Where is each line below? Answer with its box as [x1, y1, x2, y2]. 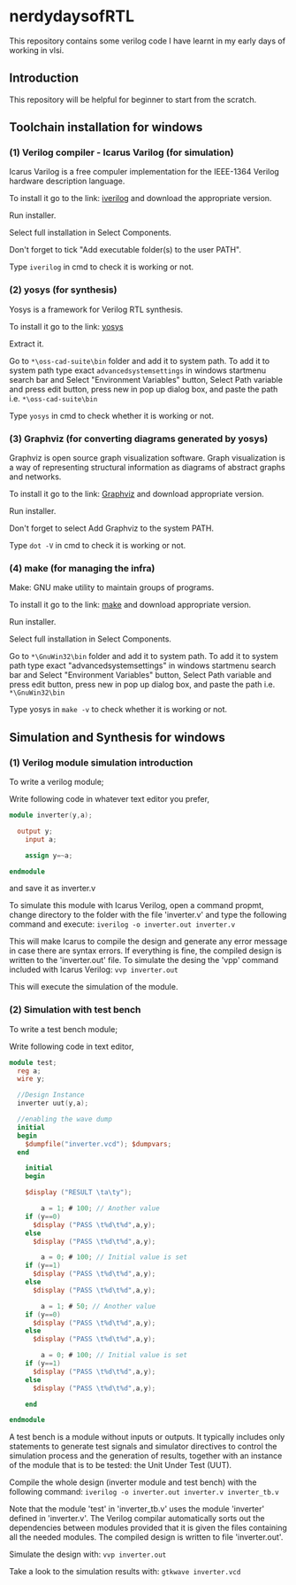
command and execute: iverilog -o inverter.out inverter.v [9, 919, 236, 929]
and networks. [9, 471, 62, 482]
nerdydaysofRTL [9, 6, 135, 27]
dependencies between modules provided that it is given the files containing [9, 1522, 287, 1534]
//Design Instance [17, 1091, 86, 1099]
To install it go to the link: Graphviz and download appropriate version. [9, 489, 265, 500]
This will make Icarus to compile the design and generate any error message [9, 936, 288, 947]
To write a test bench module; [9, 1023, 118, 1034]
